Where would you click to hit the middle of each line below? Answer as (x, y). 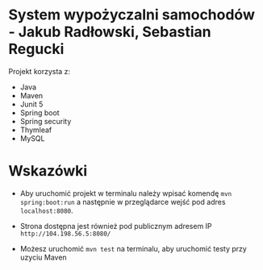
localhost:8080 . (47, 210)
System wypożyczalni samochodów (132, 15)
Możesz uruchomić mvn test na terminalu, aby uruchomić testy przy (134, 248)
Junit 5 (31, 104)
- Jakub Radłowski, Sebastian (110, 32)
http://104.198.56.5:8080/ (65, 234)
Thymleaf (36, 130)
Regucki (36, 49)
